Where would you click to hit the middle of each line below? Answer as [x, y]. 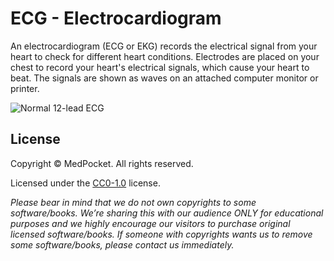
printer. [25, 88]
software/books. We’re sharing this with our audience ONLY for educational [167, 213]
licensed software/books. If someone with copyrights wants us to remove [161, 234]
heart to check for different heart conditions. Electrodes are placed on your [165, 56]
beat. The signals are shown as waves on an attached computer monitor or [164, 78]
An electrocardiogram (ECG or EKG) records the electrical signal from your [164, 46]
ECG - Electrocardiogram [116, 18]
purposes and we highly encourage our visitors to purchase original [150, 223]
